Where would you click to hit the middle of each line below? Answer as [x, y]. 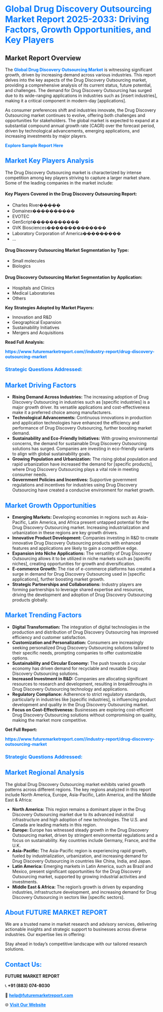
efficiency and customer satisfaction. [49, 637]
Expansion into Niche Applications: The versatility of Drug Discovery [82, 553]
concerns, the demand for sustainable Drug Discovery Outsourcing [79, 444]
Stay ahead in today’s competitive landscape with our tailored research [76, 944]
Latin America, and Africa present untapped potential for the [89, 522]
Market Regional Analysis [45, 773]
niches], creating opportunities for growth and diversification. [73, 563]
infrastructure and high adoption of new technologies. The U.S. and [80, 820]
